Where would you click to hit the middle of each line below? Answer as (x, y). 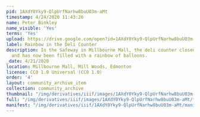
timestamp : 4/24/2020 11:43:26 (45, 17)
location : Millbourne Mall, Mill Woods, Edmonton (69, 66)
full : (13, 99)
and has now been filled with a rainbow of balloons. (79, 56)
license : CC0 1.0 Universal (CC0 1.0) (54, 72)
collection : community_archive (45, 89)
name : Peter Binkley (32, 22)
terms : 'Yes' (22, 34)
